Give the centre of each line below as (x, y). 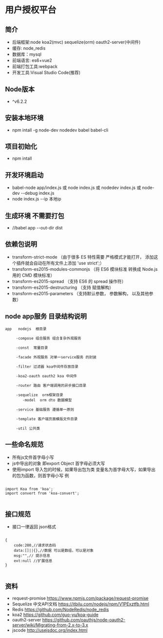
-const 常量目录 (32, 348)
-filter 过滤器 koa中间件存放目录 (47, 366)
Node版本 (20, 89)
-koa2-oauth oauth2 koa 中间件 (46, 376)
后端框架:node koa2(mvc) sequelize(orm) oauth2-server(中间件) (76, 42)
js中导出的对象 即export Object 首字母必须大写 (59, 463)
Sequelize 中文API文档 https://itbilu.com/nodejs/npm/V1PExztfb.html (81, 604)
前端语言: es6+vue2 (32, 60)
